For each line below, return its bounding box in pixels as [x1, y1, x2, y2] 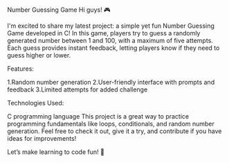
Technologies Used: [7, 99, 64, 107]
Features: [7, 65, 35, 73]
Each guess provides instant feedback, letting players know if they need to [7, 44, 220, 52]
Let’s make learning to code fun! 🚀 [7, 148, 105, 156]
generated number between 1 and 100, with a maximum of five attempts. [7, 37, 213, 44]
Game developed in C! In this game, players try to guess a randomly [7, 29, 201, 37]
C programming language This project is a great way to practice [7, 112, 189, 120]
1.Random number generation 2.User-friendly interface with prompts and [7, 78, 215, 86]
